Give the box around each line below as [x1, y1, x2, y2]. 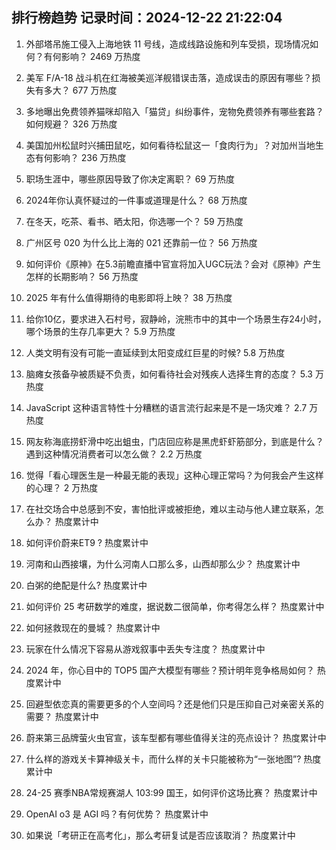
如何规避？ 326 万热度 [25, 118, 118, 130]
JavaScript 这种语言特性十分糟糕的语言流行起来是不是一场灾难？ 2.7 [25, 401, 308, 413]
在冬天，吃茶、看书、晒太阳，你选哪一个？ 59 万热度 [25, 215, 244, 227]
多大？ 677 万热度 [43, 84, 118, 96]
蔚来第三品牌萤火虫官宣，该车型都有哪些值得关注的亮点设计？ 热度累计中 [25, 731, 327, 743]
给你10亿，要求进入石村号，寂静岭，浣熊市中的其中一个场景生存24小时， [25, 313, 327, 325]
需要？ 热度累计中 [25, 710, 99, 722]
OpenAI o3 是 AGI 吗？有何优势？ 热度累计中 [25, 808, 209, 820]
